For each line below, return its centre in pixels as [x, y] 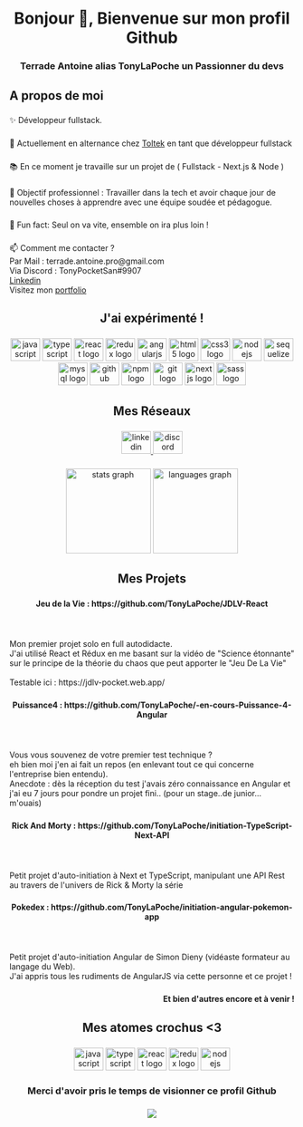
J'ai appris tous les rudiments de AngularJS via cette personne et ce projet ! [151, 977]
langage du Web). [43, 967]
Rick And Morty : [44, 825]
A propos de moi [57, 96]
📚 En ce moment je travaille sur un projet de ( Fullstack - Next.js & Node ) [147, 167]
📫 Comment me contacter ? [62, 248]
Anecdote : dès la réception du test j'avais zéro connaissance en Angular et [150, 784]
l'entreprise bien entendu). [59, 774]
